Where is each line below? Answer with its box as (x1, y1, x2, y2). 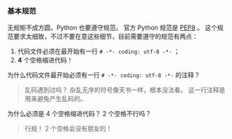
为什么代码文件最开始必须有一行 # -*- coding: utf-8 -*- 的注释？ (7, 71, 200, 79)
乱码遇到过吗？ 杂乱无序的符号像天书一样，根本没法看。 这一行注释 (24, 86, 219, 94)
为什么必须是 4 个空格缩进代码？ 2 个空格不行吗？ (7, 110, 152, 118)
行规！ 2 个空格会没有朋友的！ (24, 124, 112, 133)
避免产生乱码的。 (37, 95, 86, 103)
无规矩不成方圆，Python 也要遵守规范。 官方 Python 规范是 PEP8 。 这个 (7, 23, 218, 32)
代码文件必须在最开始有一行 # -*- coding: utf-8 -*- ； (17, 47, 181, 55)
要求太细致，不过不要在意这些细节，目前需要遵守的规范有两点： (13, 32, 198, 41)
